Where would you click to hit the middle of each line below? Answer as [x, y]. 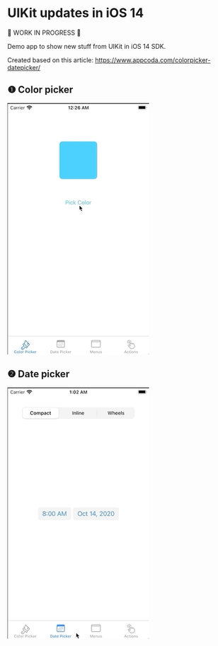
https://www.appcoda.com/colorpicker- [153, 60]
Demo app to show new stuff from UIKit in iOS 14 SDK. [87, 46]
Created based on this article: [51, 60]
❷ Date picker [39, 374]
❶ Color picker [40, 90]
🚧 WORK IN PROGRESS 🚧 [44, 33]
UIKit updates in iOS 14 [75, 13]
